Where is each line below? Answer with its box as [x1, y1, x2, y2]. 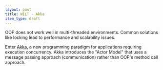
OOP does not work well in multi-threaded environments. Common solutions [5, 30, 159, 35]
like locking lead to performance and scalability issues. [5, 35, 116, 40]
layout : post [5, 7, 32, 12]
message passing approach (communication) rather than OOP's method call [5, 54, 158, 60]
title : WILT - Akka [5, 12, 45, 17]
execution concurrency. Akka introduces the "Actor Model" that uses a [5, 49, 147, 55]
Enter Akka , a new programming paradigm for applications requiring [5, 44, 142, 50]
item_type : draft [5, 16, 41, 21]
